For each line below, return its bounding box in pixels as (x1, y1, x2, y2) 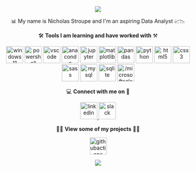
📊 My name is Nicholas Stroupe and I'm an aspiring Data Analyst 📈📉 (10, 18, 186, 24)
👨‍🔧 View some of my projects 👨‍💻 (56, 125, 140, 133)
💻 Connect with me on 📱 (66, 88, 130, 95)
